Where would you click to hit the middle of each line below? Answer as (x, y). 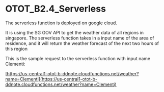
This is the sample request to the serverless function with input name (78, 58)
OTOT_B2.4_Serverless (56, 9)
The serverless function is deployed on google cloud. (61, 23)
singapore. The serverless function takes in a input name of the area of (80, 38)
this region (17, 49)
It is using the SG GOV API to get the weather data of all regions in (75, 32)
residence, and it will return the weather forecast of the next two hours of (82, 43)
